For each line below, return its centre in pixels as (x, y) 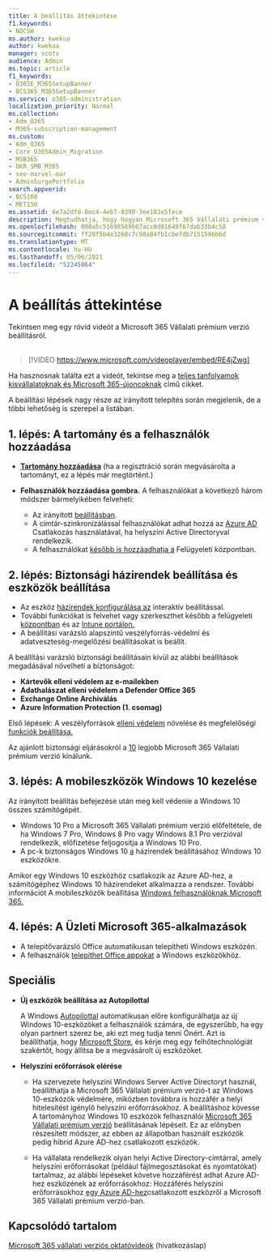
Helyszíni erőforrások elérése (71, 1066)
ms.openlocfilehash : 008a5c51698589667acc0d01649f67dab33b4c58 (117, 227)
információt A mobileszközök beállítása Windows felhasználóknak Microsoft (135, 892)
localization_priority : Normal (61, 106)
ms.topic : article (39, 69)
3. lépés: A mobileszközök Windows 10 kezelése (133, 782)
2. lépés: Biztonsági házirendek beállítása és (123, 575)
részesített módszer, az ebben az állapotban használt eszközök (138, 1133)
